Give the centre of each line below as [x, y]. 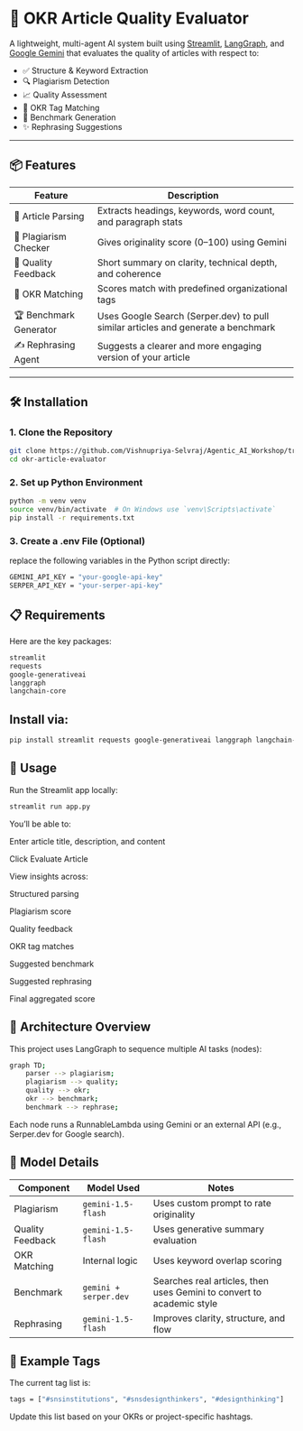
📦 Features [43, 166]
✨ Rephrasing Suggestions [72, 126]
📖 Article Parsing [49, 216]
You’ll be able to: [41, 824]
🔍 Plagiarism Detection [66, 81]
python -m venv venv [48, 501]
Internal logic [110, 1260]
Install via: [39, 720]
